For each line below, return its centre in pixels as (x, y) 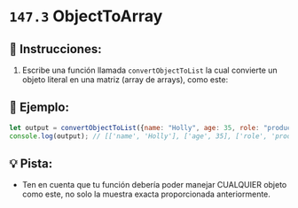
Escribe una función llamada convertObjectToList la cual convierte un (149, 70)
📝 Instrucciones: (55, 49)
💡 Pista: (31, 163)
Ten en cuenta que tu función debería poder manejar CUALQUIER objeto (154, 185)
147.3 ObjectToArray (86, 16)
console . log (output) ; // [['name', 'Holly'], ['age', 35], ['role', (138, 136)
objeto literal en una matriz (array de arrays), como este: (125, 80)
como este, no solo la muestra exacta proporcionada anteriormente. (146, 194)
